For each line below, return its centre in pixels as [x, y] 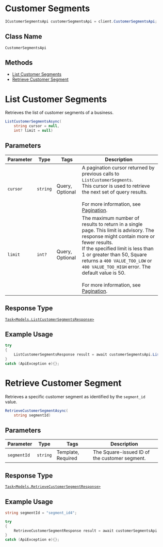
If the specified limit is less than [118, 248]
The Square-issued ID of [121, 452]
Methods [19, 63]
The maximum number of [111, 218]
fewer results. [97, 242]
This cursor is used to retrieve [116, 186]
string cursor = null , [37, 126]
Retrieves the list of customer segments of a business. [59, 113]
